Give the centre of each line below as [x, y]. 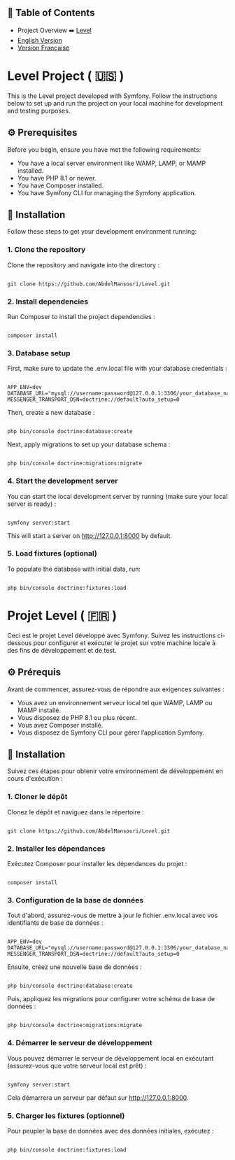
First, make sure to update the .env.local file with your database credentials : [117, 369]
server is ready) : [32, 504]
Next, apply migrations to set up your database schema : [89, 444]
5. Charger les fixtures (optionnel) [66, 1115]
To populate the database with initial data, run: [74, 569]
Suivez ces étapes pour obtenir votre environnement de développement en [115, 771]
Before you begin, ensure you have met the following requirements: [104, 149]
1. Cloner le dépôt [37, 797]
